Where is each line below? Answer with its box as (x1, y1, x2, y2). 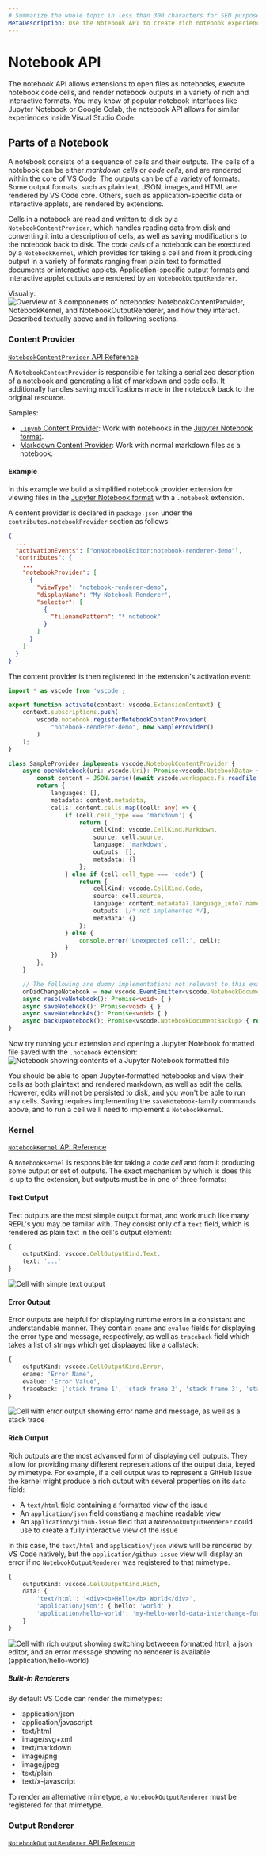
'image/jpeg (19, 1759, 59, 1769)
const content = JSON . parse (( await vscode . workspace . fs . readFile (36, 775, 257, 782)
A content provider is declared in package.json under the (8, 508, 192, 518)
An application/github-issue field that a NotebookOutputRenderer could (19, 1517, 253, 1526)
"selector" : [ (36, 598, 83, 606)
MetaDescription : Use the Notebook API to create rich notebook (8, 19, 225, 27)
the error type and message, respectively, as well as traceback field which (8, 1332, 250, 1341)
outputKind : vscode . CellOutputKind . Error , (22, 1363, 165, 1371)
